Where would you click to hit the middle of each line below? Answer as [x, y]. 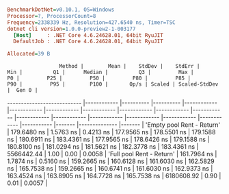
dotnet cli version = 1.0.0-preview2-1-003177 [71, 29]
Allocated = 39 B [29, 54]
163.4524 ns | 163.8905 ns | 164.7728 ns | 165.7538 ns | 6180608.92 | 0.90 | [114, 176]
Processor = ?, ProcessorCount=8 [52, 16]
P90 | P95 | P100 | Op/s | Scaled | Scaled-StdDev [113, 84]
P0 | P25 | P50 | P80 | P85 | [99, 78]
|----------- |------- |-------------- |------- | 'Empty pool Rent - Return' [120, 125]
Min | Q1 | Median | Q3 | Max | [100, 73]
